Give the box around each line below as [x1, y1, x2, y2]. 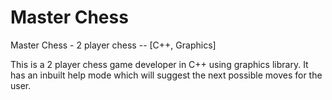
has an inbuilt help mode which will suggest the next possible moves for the [10, 69, 323, 81]
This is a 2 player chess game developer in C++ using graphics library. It [10, 58, 309, 70]
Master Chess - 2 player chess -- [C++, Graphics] [10, 39, 217, 51]
